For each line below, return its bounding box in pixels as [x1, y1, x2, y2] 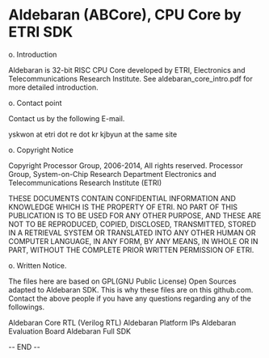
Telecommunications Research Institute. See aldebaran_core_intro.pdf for [8, 74, 253, 83]
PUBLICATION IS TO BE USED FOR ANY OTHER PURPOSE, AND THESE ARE [8, 210, 262, 220]
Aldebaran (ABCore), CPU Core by [8, 6, 242, 24]
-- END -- [8, 342, 40, 352]
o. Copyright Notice [8, 145, 74, 154]
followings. [8, 301, 45, 312]
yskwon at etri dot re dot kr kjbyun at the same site [8, 129, 178, 139]
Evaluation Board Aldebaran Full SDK [8, 326, 132, 336]
